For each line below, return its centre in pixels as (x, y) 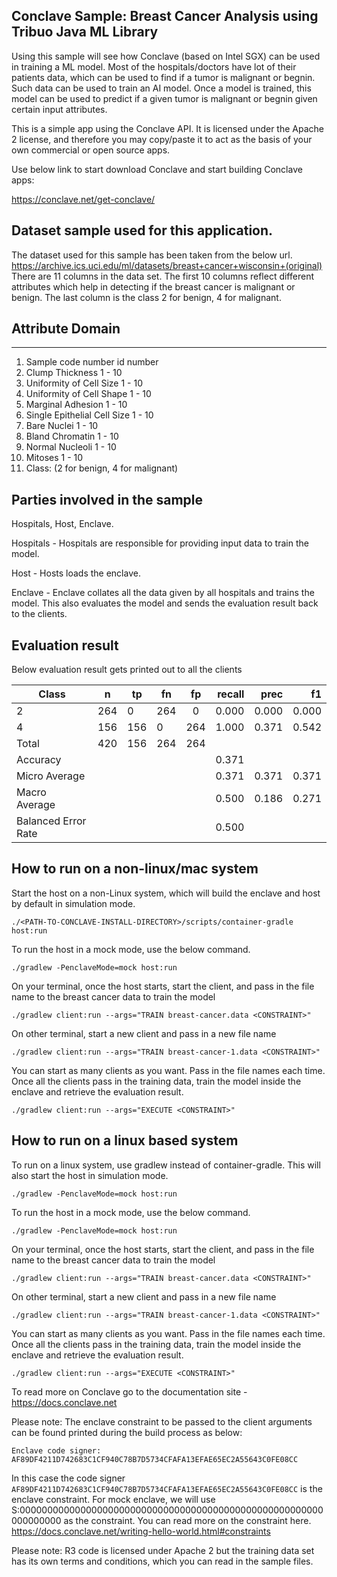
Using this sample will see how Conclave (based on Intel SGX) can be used (166, 56)
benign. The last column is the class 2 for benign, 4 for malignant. (146, 297)
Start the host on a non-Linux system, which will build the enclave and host (166, 893)
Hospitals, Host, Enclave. (62, 524)
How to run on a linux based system (125, 1140)
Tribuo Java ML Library (85, 32)
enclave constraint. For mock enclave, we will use (113, 1499)
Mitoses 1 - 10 (54, 458)
